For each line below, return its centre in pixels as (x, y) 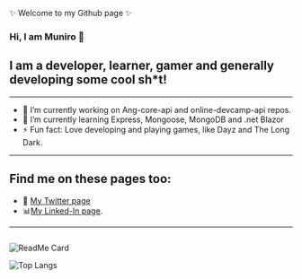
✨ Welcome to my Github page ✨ (71, 13)
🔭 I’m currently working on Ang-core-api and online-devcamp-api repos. (157, 109)
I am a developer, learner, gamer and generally (142, 66)
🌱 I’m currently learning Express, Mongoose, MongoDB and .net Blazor (153, 119)
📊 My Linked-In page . (62, 211)
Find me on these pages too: (90, 179)
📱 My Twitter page (57, 200)
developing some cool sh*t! (89, 80)
